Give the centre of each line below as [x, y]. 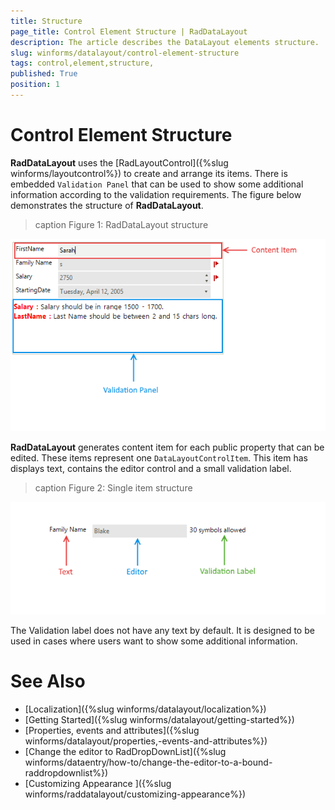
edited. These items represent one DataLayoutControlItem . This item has [159, 458]
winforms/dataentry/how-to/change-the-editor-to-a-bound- [148, 762]
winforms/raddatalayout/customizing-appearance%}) [135, 794]
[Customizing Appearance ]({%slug [98, 783]
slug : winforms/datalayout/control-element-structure [125, 53]
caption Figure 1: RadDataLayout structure [121, 224]
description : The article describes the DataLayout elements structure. [165, 42]
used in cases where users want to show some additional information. [154, 641]
